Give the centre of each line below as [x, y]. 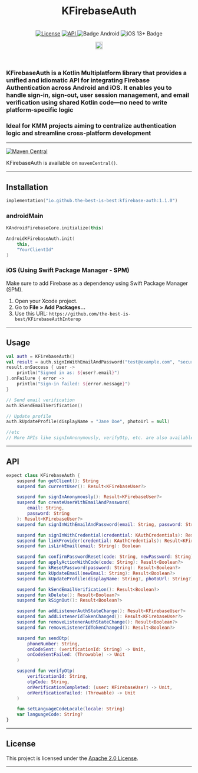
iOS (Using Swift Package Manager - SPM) [68, 270]
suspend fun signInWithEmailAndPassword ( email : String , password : [100, 524]
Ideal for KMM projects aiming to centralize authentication [91, 125]
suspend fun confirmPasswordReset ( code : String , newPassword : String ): [106, 557]
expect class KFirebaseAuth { [43, 475]
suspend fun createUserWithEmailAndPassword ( [74, 503]
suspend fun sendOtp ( [43, 638]
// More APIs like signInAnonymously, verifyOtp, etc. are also [87, 438]
